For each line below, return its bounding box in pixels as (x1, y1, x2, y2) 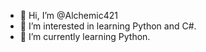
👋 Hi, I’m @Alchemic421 (19, 10, 118, 21)
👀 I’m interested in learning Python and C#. (19, 20, 197, 32)
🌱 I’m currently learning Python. (19, 31, 151, 42)
